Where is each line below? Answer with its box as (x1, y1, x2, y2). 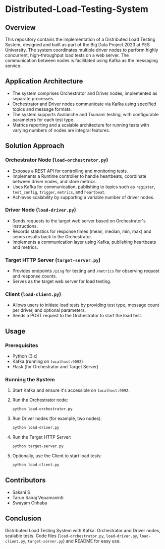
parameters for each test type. (12, 117, 75, 123)
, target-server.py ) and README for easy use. (25, 538, 121, 544)
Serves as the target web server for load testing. (12, 278, 111, 284)
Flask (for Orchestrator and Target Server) (12, 364, 99, 370)
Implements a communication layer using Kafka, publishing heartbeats (12, 239, 156, 245)
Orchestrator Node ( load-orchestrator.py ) (5, 156, 109, 163)
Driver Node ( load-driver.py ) (5, 206, 76, 213)
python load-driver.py (12, 425, 59, 430)
